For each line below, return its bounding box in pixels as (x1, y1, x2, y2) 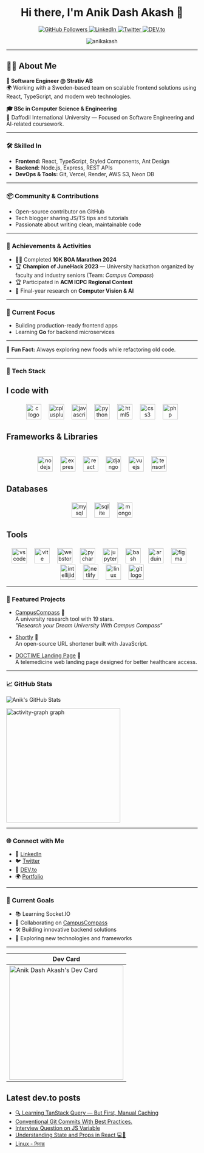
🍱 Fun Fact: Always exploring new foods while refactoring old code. (6, 346, 176, 353)
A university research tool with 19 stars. (15, 615, 114, 623)
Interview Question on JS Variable (15, 1124, 100, 1132)
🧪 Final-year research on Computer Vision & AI (15, 287, 134, 294)
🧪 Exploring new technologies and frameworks (15, 935, 132, 942)
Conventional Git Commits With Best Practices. (15, 1118, 132, 1126)
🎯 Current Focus (6, 308, 55, 316)
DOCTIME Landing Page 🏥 (15, 652, 81, 659)
